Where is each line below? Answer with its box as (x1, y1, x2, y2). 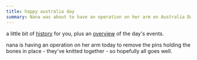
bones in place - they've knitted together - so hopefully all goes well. (6, 47, 172, 54)
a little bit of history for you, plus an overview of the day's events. (6, 30, 164, 37)
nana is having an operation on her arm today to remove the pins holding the (6, 41, 191, 48)
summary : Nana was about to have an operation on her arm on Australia (6, 14, 185, 20)
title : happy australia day (6, 8, 75, 15)
